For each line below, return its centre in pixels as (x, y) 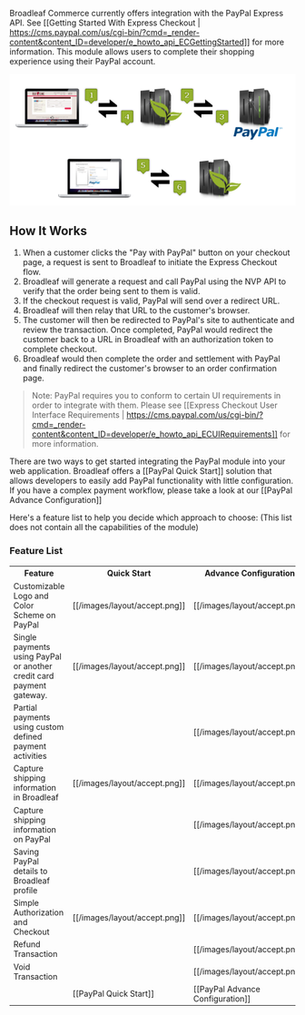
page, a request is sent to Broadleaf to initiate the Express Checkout (150, 262)
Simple (26, 903)
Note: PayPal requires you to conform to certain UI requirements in (156, 396)
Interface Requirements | (78, 415)
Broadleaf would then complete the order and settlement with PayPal (151, 359)
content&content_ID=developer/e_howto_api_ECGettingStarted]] (130, 42)
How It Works (49, 231)
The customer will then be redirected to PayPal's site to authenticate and (158, 320)
